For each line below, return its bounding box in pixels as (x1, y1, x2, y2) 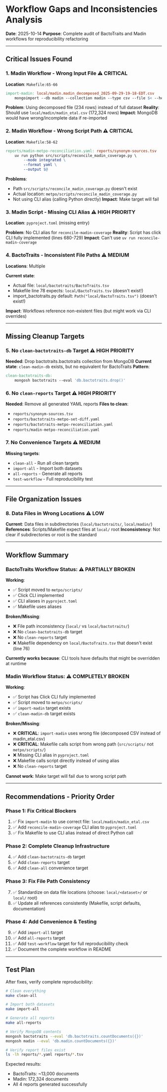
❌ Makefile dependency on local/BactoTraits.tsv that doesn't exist (12, 640, 153, 646)
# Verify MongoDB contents (5, 1029, 61, 1034)
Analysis (5, 14, 43, 25)
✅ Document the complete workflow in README (12, 946, 111, 952)
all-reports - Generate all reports (12, 471, 83, 477)
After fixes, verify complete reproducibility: (5, 978, 93, 984)
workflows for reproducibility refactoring (5, 36, 89, 42)
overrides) (5, 313, 27, 319)
